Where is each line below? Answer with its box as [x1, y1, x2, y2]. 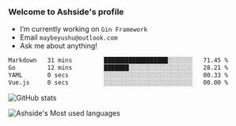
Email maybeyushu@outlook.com [19, 32, 118, 42]
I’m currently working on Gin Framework [19, 25, 148, 34]
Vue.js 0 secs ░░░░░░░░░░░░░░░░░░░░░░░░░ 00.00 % [8, 78, 228, 86]
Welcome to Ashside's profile [8, 6, 124, 17]
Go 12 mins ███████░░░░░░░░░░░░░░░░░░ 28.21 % [8, 64, 228, 72]
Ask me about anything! [19, 41, 97, 51]
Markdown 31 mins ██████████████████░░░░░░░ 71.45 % [8, 56, 228, 65]
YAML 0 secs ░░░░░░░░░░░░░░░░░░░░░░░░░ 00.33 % [8, 71, 228, 79]
